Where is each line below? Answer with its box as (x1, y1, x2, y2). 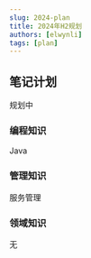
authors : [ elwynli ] (9, 30, 83, 39)
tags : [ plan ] (9, 38, 59, 48)
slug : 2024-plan (9, 13, 70, 23)
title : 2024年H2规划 (9, 22, 83, 31)
